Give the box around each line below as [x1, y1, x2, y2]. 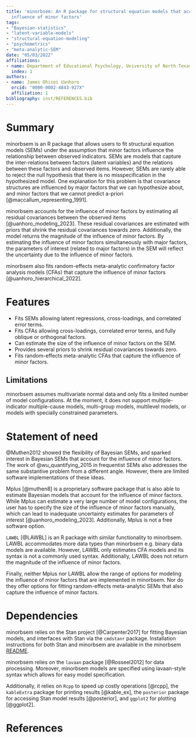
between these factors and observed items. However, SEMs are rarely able [6, 165, 186, 172]
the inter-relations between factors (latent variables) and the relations [6, 159, 173, 166]
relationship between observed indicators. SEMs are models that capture [6, 153, 181, 160]
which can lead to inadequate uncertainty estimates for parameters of [6, 510, 174, 517]
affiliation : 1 [11, 90, 48, 96]
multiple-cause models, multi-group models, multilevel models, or [28, 403, 187, 410]
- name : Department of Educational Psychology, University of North [6, 63, 176, 69]
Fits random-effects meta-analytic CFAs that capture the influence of [14, 352, 181, 359]
